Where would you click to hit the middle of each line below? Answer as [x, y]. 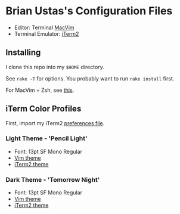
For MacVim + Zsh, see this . [40, 90]
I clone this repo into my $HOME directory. [55, 67]
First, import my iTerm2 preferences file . [55, 123]
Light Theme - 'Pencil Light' [46, 138]
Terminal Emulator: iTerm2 [46, 33]
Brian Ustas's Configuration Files [89, 11]
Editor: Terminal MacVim [44, 27]
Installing [23, 53]
